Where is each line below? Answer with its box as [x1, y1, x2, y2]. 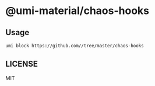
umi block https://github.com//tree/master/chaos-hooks [5, 43, 144, 49]
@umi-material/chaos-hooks [5, 4, 150, 18]
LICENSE [5, 59, 38, 69]
